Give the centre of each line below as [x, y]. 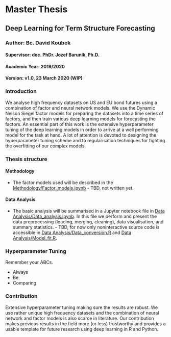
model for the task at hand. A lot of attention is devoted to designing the [81, 135]
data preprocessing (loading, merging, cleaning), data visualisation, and [88, 222]
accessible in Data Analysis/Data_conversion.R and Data [72, 232]
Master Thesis [36, 9]
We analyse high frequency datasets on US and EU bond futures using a [81, 102]
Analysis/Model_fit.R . [35, 238]
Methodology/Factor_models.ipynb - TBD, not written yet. [73, 188]
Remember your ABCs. [29, 262]
